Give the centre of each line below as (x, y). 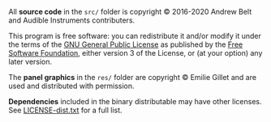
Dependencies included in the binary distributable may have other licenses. (135, 101)
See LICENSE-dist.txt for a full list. (66, 110)
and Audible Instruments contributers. (72, 20)
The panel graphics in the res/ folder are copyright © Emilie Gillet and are (133, 77)
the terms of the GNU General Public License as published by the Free (126, 44)
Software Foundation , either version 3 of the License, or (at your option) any (135, 53)
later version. (30, 61)
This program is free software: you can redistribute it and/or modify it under (135, 36)
